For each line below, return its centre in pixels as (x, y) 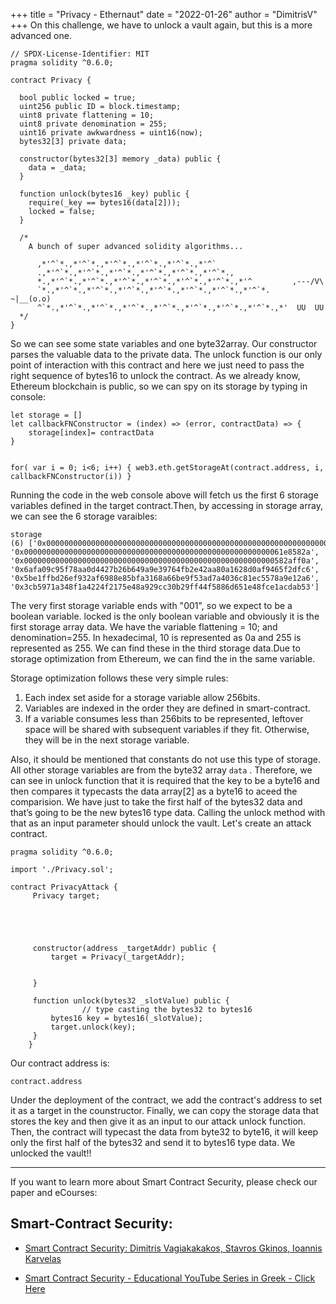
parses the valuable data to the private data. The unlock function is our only (166, 354)
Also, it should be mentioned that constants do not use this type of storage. (165, 759)
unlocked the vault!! (51, 1153)
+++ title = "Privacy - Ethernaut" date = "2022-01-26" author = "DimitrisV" (164, 14)
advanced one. (41, 35)
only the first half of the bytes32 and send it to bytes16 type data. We (153, 1142)
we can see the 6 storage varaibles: (84, 516)
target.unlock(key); (93, 1027)
